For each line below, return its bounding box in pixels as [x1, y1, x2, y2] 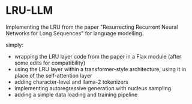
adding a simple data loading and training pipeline [14, 91, 138, 98]
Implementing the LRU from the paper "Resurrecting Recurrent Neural [5, 23, 178, 30]
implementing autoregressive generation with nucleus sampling [14, 84, 172, 91]
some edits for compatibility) [14, 59, 85, 66]
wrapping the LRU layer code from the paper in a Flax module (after [14, 53, 182, 60]
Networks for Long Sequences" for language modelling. [5, 29, 144, 36]
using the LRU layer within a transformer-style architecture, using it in [14, 65, 187, 72]
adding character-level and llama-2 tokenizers [14, 78, 128, 85]
